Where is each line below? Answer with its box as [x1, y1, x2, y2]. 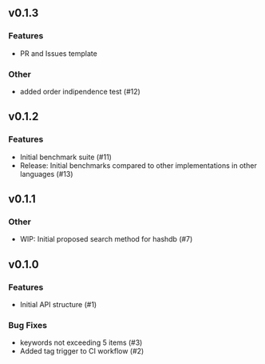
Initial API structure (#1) [19, 300, 97, 310]
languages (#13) [19, 169, 73, 178]
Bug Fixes [8, 319, 48, 330]
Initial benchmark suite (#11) [19, 152, 112, 162]
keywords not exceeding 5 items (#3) [19, 338, 143, 347]
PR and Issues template [19, 48, 97, 58]
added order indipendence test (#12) [19, 86, 141, 96]
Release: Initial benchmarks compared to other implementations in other [19, 160, 257, 170]
